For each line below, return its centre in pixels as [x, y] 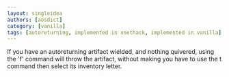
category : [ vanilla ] [37, 26]
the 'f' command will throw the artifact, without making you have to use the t [114, 59]
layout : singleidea [35, 13]
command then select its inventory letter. [65, 66]
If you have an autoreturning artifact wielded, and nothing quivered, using [111, 52]
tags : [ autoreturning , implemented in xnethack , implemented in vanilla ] [114, 32]
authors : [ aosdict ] [35, 20]
